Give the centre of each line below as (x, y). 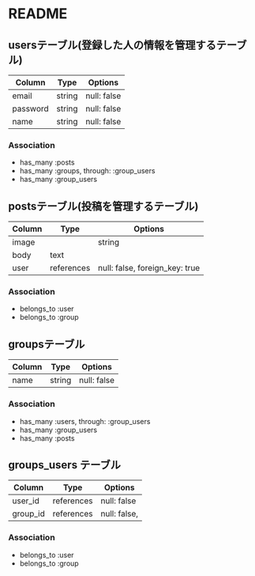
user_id (26, 501)
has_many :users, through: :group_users (85, 421)
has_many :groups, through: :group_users (87, 171)
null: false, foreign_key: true (149, 268)
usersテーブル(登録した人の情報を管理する (112, 45)
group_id (28, 513)
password (30, 109)
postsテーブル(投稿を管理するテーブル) (103, 206)
